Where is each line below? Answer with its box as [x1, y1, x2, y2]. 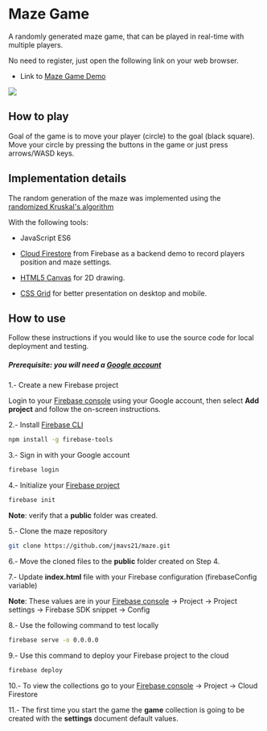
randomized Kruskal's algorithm [8, 201, 114, 211]
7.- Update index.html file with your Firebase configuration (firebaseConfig [8, 571, 257, 581]
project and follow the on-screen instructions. [8, 405, 161, 414]
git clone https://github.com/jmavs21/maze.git [8, 542, 171, 550]
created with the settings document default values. [8, 713, 179, 723]
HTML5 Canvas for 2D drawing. [19, 272, 125, 282]
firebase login [8, 466, 60, 474]
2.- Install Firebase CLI [8, 420, 84, 430]
